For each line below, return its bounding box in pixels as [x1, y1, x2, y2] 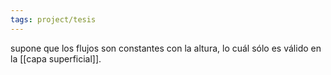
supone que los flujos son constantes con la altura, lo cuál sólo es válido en [10, 42, 322, 54]
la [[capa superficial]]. [10, 52, 102, 65]
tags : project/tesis [10, 14, 97, 25]
